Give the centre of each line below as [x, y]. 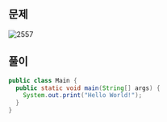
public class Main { [43, 80]
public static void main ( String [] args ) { [88, 88]
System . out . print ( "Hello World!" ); [83, 96]
